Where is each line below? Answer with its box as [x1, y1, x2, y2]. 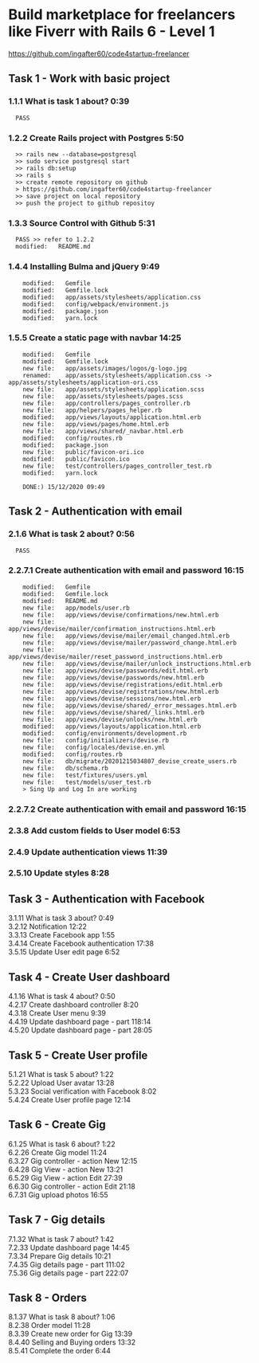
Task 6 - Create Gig [8, 1118, 106, 1132]
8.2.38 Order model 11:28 [8, 1321, 91, 1330]
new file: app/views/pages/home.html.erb [22, 420, 170, 428]
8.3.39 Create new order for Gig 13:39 [8, 1329, 133, 1339]
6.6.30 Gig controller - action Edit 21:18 [8, 1181, 135, 1191]
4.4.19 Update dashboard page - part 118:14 [8, 1017, 151, 1027]
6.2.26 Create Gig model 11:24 [8, 1147, 108, 1157]
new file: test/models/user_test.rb [22, 778, 151, 786]
